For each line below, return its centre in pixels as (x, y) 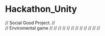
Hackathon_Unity (41, 9)
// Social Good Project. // (30, 23)
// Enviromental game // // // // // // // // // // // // (52, 28)
